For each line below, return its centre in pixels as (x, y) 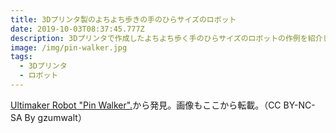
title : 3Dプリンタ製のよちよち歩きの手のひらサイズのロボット (123, 19)
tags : (21, 57)
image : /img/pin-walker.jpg (69, 47)
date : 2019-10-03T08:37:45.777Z (77, 29)
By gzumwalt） (55, 117)
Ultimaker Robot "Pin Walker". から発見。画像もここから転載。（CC (146, 105)
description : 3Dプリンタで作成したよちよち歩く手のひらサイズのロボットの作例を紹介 (166, 38)
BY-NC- (299, 105)
